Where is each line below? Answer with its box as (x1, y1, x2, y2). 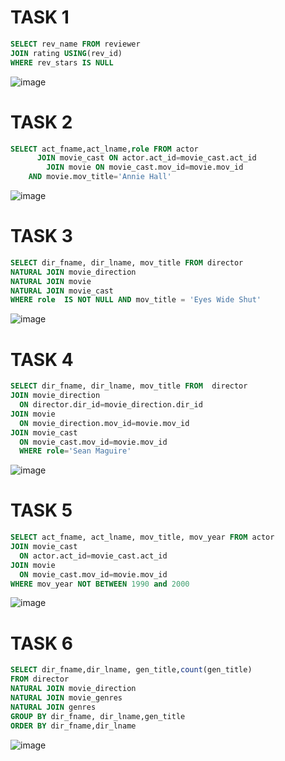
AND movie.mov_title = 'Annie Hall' (28, 172, 172, 182)
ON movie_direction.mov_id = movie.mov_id (19, 418, 190, 428)
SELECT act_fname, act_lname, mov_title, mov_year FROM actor (10, 532, 275, 543)
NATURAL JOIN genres (10, 702, 97, 712)
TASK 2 (10, 111, 73, 133)
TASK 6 (10, 632, 73, 655)
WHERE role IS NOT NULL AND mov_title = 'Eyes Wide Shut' (10, 295, 262, 305)
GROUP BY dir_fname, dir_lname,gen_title (10, 711, 186, 721)
